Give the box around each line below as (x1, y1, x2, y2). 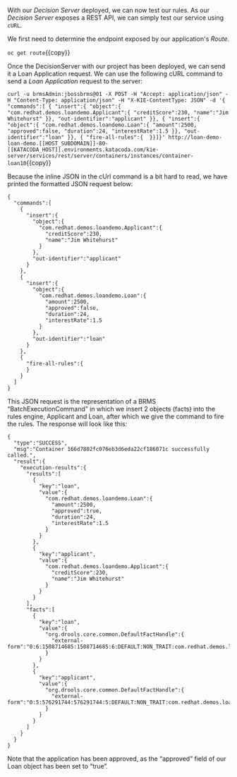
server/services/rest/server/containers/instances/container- (7, 152, 194, 159)
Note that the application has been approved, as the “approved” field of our (7, 754, 227, 763)
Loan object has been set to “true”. (7, 762, 108, 770)
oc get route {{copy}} (7, 49, 71, 56)
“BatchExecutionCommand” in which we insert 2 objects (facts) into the (7, 405, 216, 413)
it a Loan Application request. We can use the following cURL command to (7, 70, 224, 78)
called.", (7, 452, 37, 459)
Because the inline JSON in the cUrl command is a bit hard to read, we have (7, 172, 228, 181)
